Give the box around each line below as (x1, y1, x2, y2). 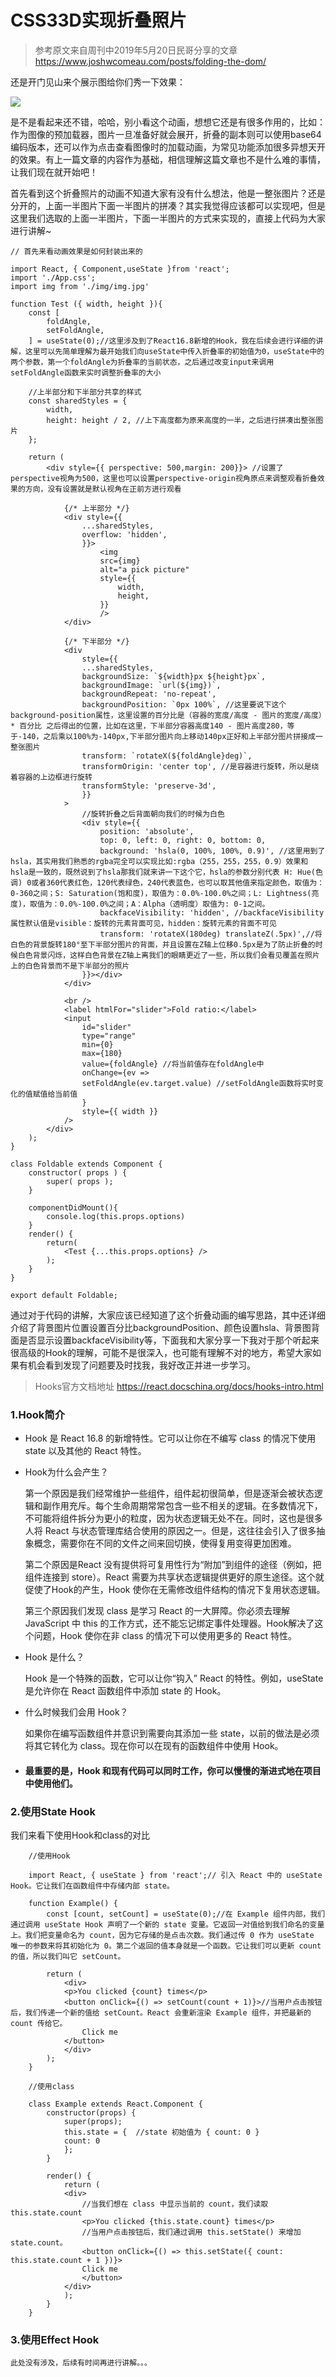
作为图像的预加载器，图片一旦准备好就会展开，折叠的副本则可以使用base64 (10, 128, 322, 140)
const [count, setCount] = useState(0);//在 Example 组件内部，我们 (46, 1909, 326, 1920)
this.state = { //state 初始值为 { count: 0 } (63, 2127, 260, 2138)
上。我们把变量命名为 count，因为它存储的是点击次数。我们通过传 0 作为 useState (10, 1931, 315, 1941)
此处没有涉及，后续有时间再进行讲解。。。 (10, 2358, 152, 2368)
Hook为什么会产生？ (24, 1466, 109, 1478)
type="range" (81, 1031, 137, 1041)
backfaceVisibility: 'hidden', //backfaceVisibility (99, 907, 325, 918)
